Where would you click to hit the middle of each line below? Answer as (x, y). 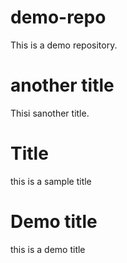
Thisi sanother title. (50, 113)
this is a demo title (48, 249)
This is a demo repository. (64, 45)
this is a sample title (51, 181)
